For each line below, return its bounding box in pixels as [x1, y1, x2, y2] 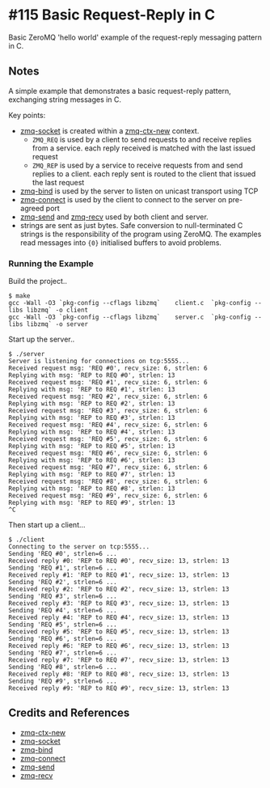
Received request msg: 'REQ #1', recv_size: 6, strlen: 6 [8, 379, 208, 387]
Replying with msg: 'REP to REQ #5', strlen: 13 [8, 443, 175, 451]
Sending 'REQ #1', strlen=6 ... [8, 564, 117, 572]
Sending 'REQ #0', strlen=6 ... [8, 550, 117, 558]
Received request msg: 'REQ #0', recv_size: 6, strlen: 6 [8, 364, 208, 373]
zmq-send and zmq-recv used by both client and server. [19, 212, 209, 222]
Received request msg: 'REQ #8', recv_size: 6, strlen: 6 [8, 477, 208, 486]
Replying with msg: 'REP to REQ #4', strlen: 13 [8, 428, 175, 436]
